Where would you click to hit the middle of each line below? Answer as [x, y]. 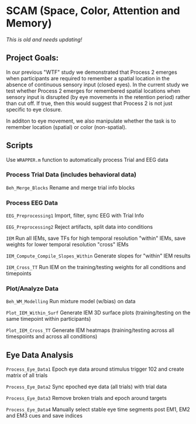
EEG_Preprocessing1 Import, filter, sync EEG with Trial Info [75, 216]
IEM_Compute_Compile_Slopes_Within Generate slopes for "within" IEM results [98, 256]
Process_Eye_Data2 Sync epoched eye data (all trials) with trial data [87, 387]
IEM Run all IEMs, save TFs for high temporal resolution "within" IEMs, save [96, 238]
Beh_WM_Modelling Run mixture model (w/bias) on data [71, 301]
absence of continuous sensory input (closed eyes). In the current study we [97, 84]
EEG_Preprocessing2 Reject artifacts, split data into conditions [80, 227]
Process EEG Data [32, 202]
